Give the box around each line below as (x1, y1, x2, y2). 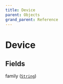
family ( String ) (5, 73, 37, 79)
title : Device (5, 7, 36, 13)
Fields (5, 59, 26, 68)
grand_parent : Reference (5, 17, 58, 22)
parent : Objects (5, 12, 40, 17)
